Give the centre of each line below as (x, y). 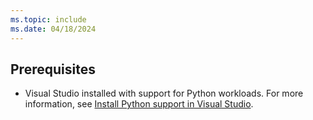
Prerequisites (53, 69)
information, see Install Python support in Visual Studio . (139, 104)
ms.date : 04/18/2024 (53, 29)
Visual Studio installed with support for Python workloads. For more (164, 93)
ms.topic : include (48, 19)
